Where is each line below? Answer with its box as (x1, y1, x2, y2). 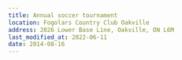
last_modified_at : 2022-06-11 (8, 33, 108, 41)
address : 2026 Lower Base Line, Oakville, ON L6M (8, 26, 175, 34)
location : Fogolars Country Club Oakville (8, 19, 150, 26)
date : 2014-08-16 (8, 41, 65, 48)
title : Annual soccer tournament (8, 11, 118, 19)
